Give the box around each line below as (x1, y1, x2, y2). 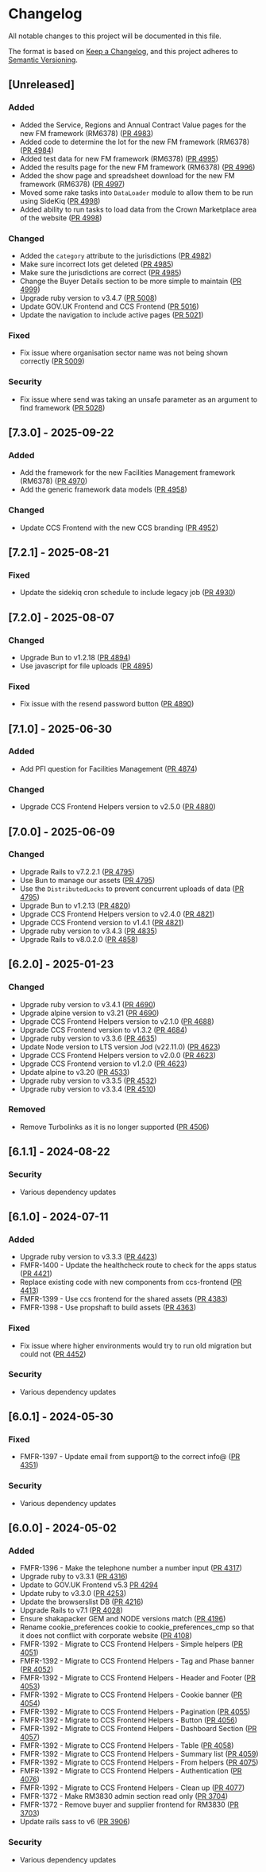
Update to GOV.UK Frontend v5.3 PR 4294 (19, 1580, 159, 1590)
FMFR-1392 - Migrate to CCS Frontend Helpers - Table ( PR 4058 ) (19, 1741, 234, 1750)
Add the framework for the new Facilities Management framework (19, 468, 236, 477)
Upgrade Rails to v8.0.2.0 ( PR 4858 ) (19, 934, 139, 944)
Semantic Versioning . (8, 55, 78, 64)
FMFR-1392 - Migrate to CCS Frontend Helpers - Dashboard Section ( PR (19, 1724, 257, 1734)
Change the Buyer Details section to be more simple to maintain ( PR (19, 276, 242, 286)
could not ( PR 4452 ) (19, 1349, 87, 1359)
